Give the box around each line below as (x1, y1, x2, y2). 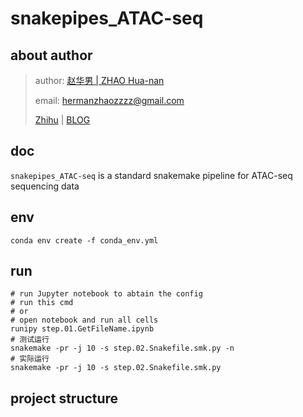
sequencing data (10, 180, 80, 192)
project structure (10, 390, 119, 407)
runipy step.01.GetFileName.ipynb (10, 324, 155, 334)
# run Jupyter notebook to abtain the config (10, 289, 203, 299)
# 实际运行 (10, 354, 50, 364)
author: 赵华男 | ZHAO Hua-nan (34, 75, 165, 86)
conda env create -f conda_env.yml (10, 235, 159, 246)
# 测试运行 (10, 335, 50, 345)
